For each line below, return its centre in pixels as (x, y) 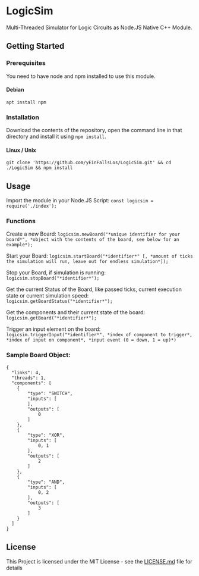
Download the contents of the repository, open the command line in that (94, 130)
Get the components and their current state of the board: (76, 312)
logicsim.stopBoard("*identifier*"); (53, 278)
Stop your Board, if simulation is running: (56, 273)
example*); (20, 245)
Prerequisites (26, 63)
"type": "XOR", (46, 435)
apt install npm (26, 102)
